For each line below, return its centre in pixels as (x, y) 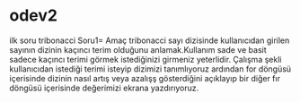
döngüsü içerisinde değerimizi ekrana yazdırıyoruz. (104, 88)
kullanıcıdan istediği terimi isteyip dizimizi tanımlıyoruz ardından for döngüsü (150, 69)
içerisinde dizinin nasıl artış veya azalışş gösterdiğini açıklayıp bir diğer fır (145, 78)
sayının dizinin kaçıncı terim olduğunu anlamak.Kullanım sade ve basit (138, 49)
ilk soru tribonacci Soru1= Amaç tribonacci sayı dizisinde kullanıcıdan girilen (150, 40)
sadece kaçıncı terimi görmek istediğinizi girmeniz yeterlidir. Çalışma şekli (146, 59)
